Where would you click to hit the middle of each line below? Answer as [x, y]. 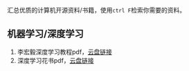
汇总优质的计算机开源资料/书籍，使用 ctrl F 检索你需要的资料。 [96, 10]
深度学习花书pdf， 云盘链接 [56, 60]
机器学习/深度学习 [46, 34]
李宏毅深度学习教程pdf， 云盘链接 [65, 52]
